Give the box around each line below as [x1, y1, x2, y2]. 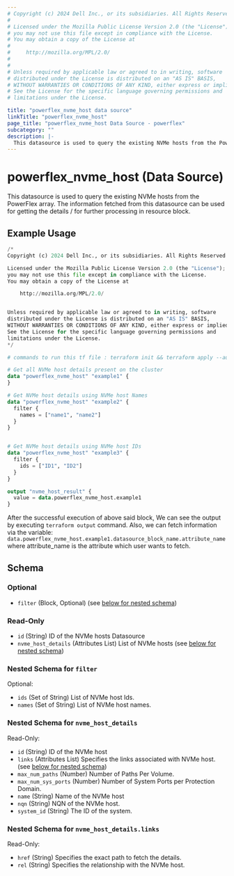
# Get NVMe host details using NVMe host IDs [7, 443, 141, 450]
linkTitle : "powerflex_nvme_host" [7, 114, 108, 120]
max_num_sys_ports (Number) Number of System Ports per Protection [17, 777, 215, 785]
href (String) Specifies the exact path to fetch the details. [17, 854, 182, 861]
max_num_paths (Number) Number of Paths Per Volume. [17, 769, 175, 778]
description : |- [7, 133, 54, 140]
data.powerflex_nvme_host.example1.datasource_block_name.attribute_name [7, 535, 226, 543]
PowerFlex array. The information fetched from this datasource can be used [7, 200, 225, 208]
